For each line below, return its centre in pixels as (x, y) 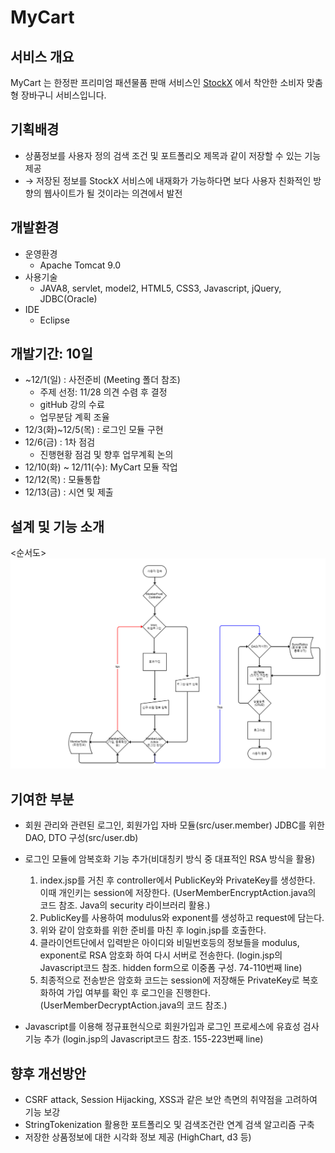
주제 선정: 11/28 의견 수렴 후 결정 (103, 392)
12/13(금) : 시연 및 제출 (69, 492)
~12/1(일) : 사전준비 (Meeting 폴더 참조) (102, 380)
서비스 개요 (42, 56)
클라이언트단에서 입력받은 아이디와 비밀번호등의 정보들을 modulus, (169, 943)
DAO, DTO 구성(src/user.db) (81, 838)
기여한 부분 (42, 799)
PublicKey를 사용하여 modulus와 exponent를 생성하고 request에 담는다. (182, 918)
